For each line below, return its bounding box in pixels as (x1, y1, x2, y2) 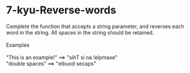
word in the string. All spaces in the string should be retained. (6, 29, 154, 36)
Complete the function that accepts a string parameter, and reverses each (6, 23, 184, 30)
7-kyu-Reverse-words (6, 4, 116, 17)
